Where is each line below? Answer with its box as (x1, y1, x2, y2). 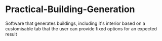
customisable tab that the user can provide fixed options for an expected (5, 25, 157, 31)
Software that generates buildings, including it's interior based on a (5, 20, 145, 26)
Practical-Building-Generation (5, 4, 135, 15)
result (5, 31, 18, 37)
